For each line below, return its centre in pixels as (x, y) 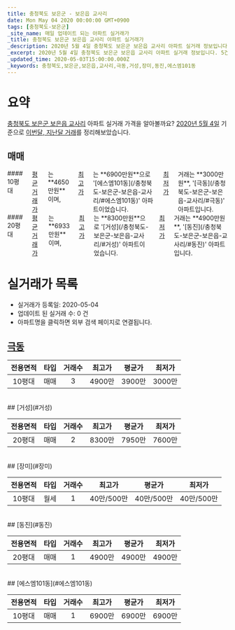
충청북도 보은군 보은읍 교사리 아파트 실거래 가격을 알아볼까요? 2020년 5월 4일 (114, 123)
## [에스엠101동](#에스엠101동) (50, 583)
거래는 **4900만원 (200, 218)
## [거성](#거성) (30, 407)
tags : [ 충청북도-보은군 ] (38, 27)
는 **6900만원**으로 (122, 174)
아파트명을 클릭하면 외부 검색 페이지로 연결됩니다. (85, 322)
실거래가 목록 (43, 284)
